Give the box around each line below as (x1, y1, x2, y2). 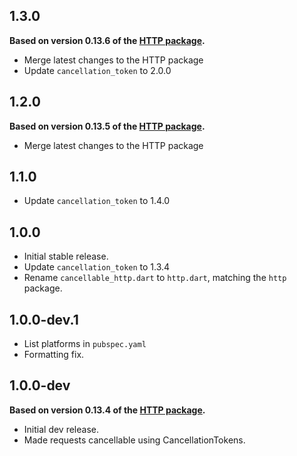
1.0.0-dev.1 (9, 311, 79, 328)
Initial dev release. (23, 423, 99, 435)
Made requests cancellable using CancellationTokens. (23, 434, 246, 446)
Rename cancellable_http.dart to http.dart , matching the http (23, 272, 287, 284)
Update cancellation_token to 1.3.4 (23, 261, 171, 273)
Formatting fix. (23, 349, 85, 361)
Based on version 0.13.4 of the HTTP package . (9, 404, 206, 416)
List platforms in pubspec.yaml (23, 338, 147, 350)
